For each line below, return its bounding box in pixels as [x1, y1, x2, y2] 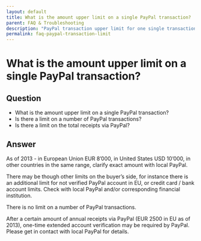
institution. [6, 192, 32, 199]
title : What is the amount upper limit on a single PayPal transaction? [6, 14, 191, 20]
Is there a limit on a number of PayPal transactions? [14, 115, 142, 123]
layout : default [6, 8, 47, 15]
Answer [6, 139, 36, 150]
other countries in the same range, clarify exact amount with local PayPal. [6, 161, 188, 168]
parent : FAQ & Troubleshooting [6, 20, 84, 26]
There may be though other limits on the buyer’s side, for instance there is [6, 173, 188, 180]
